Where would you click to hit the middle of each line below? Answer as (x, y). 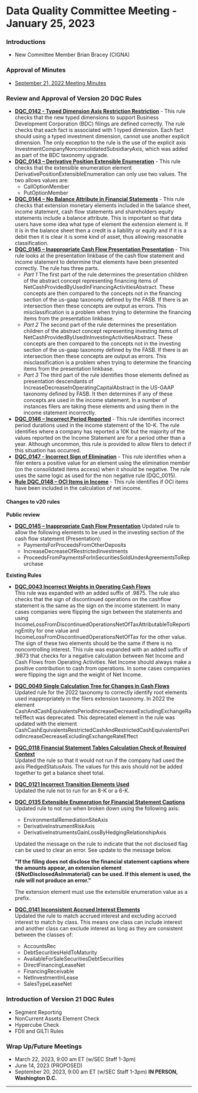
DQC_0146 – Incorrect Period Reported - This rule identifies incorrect (99, 419)
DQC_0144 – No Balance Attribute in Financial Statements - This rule (99, 199)
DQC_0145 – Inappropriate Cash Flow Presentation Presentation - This (102, 249)
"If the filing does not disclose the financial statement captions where (102, 862)
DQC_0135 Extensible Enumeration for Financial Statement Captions (100, 802)
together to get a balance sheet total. (60, 773)
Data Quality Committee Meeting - (92, 11)
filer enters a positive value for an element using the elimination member (102, 463)
